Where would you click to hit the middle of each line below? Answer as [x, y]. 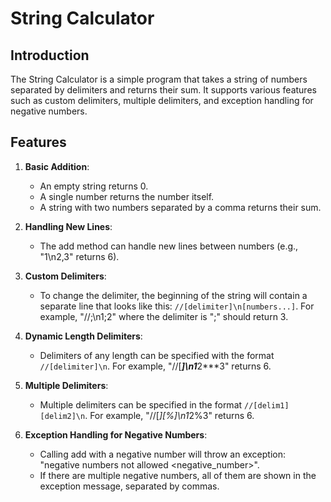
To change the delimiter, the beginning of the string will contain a [173, 295]
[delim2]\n [62, 416]
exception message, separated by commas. [129, 486]
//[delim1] [267, 405]
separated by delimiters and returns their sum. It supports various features [163, 90]
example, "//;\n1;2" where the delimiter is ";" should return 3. [164, 316]
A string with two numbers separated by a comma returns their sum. [180, 207]
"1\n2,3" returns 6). [79, 256]
